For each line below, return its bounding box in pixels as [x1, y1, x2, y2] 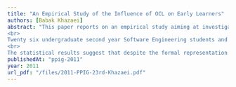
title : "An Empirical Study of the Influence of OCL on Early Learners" [7, 10, 225, 18]
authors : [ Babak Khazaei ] [7, 17, 83, 24]
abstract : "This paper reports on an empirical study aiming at [7, 23, 199, 30]
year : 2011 [7, 62, 39, 69]
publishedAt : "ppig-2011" [7, 56, 83, 63]
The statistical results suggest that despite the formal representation [7, 50, 228, 57]
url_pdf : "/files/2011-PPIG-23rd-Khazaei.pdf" [7, 69, 146, 76]
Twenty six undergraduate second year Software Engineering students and [7, 36, 228, 43]
